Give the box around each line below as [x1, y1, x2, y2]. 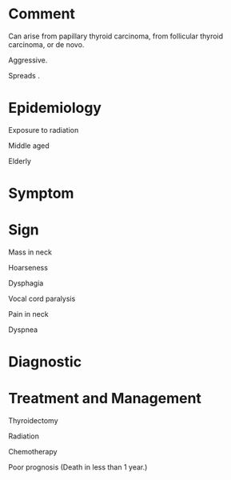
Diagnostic [8, 353, 82, 371]
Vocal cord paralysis [8, 294, 76, 303]
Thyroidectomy [8, 416, 58, 426]
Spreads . [8, 70, 40, 80]
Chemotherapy [8, 447, 58, 457]
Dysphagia [8, 278, 44, 288]
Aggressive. [8, 55, 48, 65]
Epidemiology [8, 99, 102, 117]
